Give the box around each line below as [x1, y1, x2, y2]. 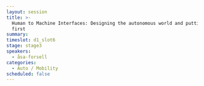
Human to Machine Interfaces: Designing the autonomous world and [12, 20, 183, 26]
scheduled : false [6, 71, 50, 77]
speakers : [6, 48, 32, 55]
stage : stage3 [6, 43, 42, 49]
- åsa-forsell [12, 54, 47, 60]
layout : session [6, 8, 47, 15]
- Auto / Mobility [12, 65, 59, 71]
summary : [6, 31, 29, 38]
